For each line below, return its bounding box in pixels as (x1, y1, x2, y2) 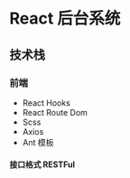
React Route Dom (22, 107, 88, 117)
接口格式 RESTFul (9, 159, 75, 170)
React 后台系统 (9, 8, 121, 29)
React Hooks (22, 97, 70, 108)
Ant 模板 (22, 136, 54, 147)
